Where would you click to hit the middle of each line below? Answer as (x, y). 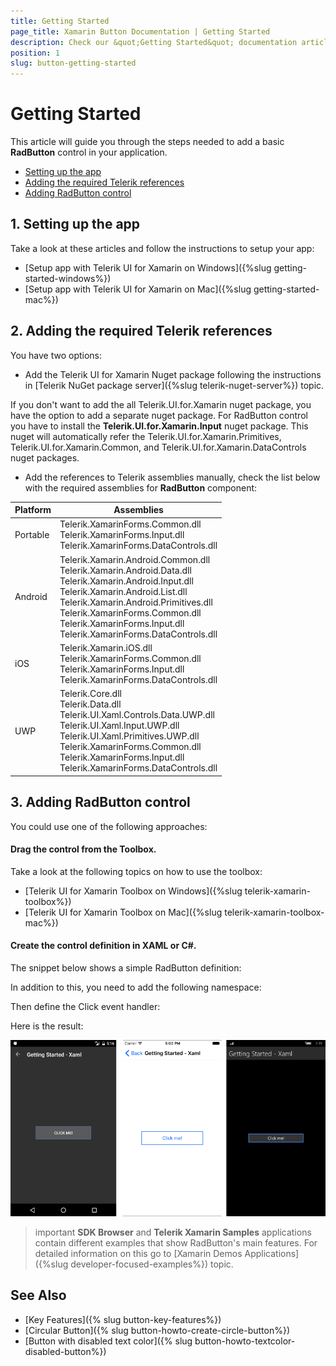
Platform (33, 510)
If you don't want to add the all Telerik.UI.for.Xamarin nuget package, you (161, 404)
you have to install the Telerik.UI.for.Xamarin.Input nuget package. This (159, 426)
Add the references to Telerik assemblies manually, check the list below (172, 477)
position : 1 (35, 53)
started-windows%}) (68, 278)
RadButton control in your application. (89, 152)
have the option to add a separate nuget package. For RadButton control (159, 415)
